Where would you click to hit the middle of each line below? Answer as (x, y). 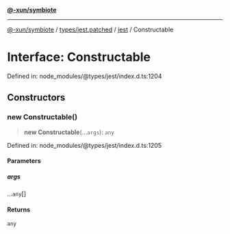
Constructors (36, 97)
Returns (19, 209)
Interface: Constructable (79, 57)
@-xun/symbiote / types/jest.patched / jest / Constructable (90, 29)
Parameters (24, 161)
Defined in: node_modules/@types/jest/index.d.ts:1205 (85, 145)
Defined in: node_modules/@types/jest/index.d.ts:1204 (85, 76)
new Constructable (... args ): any (69, 132)
